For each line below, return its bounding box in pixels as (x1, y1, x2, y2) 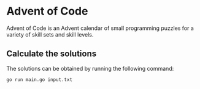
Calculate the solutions (6, 49, 97, 59)
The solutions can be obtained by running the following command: (6, 65, 174, 72)
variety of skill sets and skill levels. (6, 30, 94, 38)
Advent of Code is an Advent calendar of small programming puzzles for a (6, 24, 194, 32)
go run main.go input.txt (6, 76, 72, 83)
